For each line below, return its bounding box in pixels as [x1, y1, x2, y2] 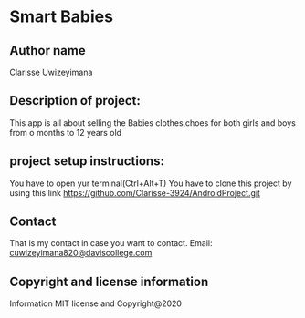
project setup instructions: [9, 153, 164, 169]
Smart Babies [9, 6, 114, 27]
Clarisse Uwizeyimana [9, 67, 93, 77]
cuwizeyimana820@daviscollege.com [9, 248, 152, 259]
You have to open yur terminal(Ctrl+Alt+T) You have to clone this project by [9, 178, 292, 189]
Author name [9, 43, 86, 58]
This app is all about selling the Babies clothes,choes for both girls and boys [9, 117, 297, 128]
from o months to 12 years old [9, 127, 121, 138]
